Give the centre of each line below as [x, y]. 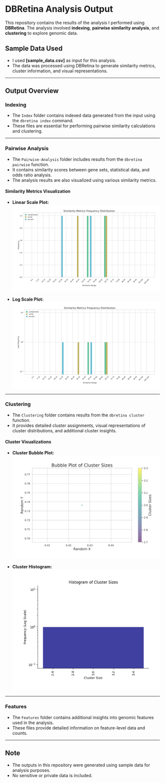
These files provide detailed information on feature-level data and [79, 727]
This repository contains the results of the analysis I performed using [75, 23]
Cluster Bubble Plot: [33, 453]
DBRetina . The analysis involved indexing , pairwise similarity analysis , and [82, 28]
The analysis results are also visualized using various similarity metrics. [84, 180]
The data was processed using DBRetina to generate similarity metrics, [84, 65]
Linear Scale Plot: [30, 202]
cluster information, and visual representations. [60, 71]
